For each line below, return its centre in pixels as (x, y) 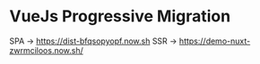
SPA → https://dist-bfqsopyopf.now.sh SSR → (93, 41)
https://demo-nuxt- (215, 41)
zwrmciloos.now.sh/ (46, 50)
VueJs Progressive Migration (120, 16)
